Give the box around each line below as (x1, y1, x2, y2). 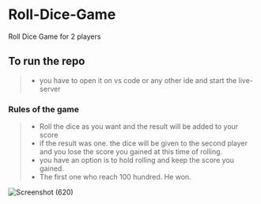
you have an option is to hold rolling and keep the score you (39, 156, 235, 165)
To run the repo (8, 55, 85, 68)
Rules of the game (8, 104, 79, 115)
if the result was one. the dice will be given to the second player (39, 138, 248, 148)
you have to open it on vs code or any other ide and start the (39, 75, 237, 85)
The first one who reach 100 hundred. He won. (39, 172, 191, 182)
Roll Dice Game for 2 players (8, 32, 101, 41)
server (39, 84, 61, 93)
